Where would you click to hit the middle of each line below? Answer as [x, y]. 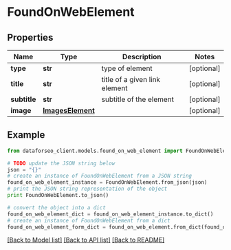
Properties [30, 38]
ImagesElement [68, 111]
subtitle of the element [137, 99]
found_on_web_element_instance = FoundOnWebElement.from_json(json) [107, 183]
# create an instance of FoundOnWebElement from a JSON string [100, 176]
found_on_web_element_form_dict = [57, 227]
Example [26, 135]
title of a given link [131, 80]
